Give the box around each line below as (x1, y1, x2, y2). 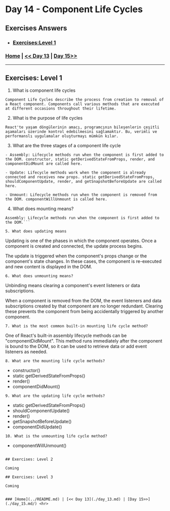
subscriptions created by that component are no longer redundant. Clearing (5, 303, 163, 309)
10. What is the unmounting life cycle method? (5, 433, 108, 438)
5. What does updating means (5, 228, 67, 234)
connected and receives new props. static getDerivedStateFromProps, (5, 174, 155, 180)
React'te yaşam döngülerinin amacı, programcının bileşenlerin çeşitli (5, 124, 159, 130)
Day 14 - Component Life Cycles (5, 4, 143, 15)
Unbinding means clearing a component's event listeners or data (5, 282, 140, 288)
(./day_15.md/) (5, 501, 37, 506)
